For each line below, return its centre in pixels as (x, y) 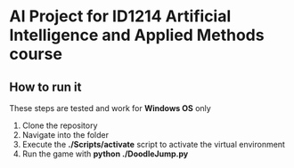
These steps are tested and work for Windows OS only (110, 108)
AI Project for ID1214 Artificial (120, 16)
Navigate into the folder (65, 135)
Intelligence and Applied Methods (137, 35)
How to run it (45, 87)
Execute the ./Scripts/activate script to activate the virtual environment (153, 144)
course (36, 54)
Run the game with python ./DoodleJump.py (105, 154)
